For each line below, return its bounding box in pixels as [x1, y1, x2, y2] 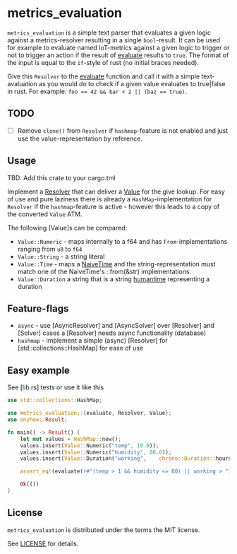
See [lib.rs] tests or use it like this [7, 383, 104, 391]
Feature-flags [7, 302, 69, 315]
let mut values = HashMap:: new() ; [20, 435, 121, 442]
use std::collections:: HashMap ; [7, 397, 102, 404]
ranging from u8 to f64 [17, 244, 83, 253]
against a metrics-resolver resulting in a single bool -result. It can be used [7, 35, 221, 44]
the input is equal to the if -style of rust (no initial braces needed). [7, 58, 200, 66]
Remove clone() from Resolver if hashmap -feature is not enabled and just [17, 126, 229, 135]
